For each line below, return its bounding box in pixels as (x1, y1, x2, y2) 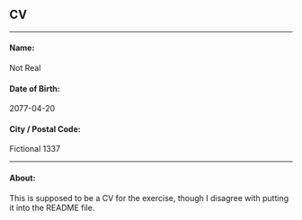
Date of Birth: (9, 83, 60, 93)
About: (9, 172, 36, 183)
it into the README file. (9, 202, 95, 213)
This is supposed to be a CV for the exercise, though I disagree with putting (9, 192, 289, 203)
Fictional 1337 (9, 144, 61, 154)
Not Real (9, 63, 41, 74)
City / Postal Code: (9, 123, 81, 134)
